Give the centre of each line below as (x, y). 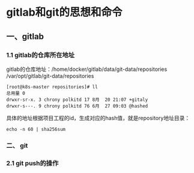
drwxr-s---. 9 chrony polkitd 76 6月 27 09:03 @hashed (77, 106)
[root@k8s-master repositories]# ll (52, 87)
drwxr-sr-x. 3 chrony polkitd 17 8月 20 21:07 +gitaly (77, 100)
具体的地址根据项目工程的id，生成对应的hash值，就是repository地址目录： (98, 118)
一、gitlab (25, 36)
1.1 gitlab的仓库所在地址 (41, 55)
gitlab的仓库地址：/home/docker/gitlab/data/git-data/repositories (87, 69)
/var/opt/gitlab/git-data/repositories (50, 76)
